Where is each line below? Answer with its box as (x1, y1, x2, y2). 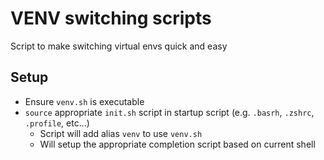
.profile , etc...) (24, 117, 90, 129)
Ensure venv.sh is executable (24, 95, 145, 107)
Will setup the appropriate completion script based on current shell (39, 138, 316, 150)
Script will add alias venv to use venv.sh (39, 127, 203, 139)
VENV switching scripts (10, 7, 212, 30)
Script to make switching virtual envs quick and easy (10, 40, 228, 52)
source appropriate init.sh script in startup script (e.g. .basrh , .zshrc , (24, 106, 315, 118)
